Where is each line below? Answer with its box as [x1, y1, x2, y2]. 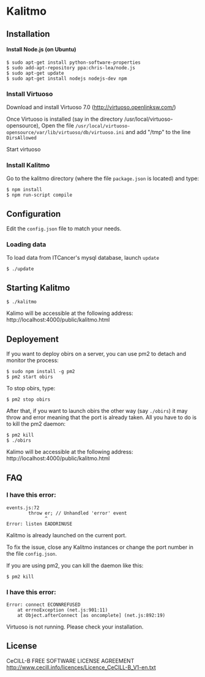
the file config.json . [6, 550, 57, 557]
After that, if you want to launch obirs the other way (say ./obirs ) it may [6, 407, 188, 415]
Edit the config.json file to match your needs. [6, 225, 122, 232]
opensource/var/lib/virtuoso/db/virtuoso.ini [6, 130, 124, 136]
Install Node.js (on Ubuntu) [6, 46, 76, 53]
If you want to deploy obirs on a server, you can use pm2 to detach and [6, 350, 187, 358]
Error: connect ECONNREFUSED [6, 602, 81, 608]
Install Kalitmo [6, 161, 50, 169]
